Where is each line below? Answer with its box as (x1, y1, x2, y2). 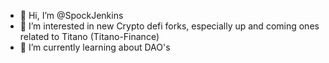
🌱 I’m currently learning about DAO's (19, 41, 171, 53)
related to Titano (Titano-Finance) (19, 31, 160, 42)
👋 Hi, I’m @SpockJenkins (19, 10, 124, 21)
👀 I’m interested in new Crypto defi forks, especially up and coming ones (19, 20, 320, 32)
